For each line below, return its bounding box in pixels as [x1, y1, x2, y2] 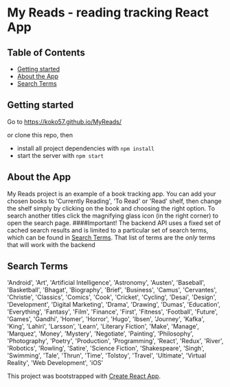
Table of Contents [7, 47, 86, 58]
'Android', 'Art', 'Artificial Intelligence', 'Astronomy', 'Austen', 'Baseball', [7, 279, 206, 287]
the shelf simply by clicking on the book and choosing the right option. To [7, 204, 215, 212]
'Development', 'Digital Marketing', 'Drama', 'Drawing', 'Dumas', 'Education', [7, 301, 221, 309]
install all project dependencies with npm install [16, 144, 154, 152]
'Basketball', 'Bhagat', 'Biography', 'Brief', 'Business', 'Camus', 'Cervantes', [7, 286, 218, 294]
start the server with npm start [16, 151, 104, 159]
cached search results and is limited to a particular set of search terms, [7, 226, 209, 234]
